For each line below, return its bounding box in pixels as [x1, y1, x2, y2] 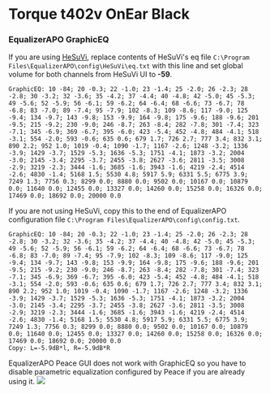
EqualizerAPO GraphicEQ [8, 34, 109, 45]
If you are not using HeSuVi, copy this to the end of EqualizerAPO [8, 206, 227, 216]
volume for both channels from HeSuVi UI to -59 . [8, 70, 173, 80]
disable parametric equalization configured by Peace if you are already [8, 367, 246, 377]
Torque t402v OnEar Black [8, 5, 191, 24]
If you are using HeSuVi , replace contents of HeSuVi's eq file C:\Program [8, 52, 250, 62]
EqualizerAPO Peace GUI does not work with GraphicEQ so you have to [8, 358, 246, 368]
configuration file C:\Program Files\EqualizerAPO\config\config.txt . [8, 214, 241, 224]
